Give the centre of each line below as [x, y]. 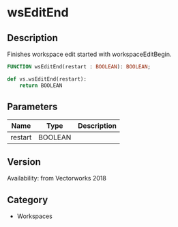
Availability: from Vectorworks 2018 [57, 178]
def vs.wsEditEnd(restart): [47, 79]
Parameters [32, 107]
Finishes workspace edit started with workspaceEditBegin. [89, 54]
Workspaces [34, 216]
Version [24, 162]
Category [28, 200]
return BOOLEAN [41, 85]
